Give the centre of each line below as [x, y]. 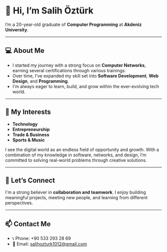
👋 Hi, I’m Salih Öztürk [49, 11]
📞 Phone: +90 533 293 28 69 [42, 239]
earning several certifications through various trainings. [69, 70]
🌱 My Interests [28, 112]
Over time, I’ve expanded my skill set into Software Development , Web [85, 76]
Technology [25, 124]
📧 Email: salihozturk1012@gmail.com [49, 244]
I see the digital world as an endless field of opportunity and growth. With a [82, 149]
